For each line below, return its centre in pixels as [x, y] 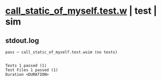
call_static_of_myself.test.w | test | [81, 11]
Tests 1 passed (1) [26, 66]
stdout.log [22, 40]
